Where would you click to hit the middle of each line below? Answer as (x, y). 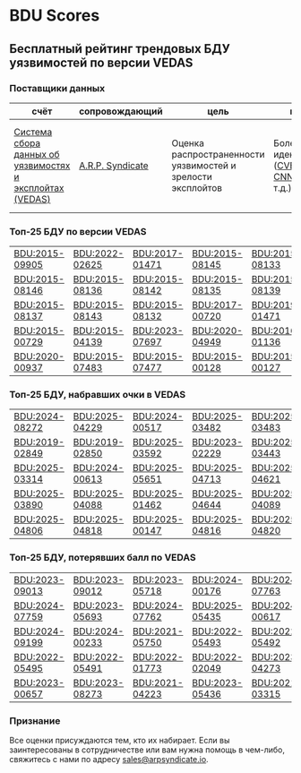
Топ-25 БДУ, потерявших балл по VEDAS (103, 558)
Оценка (188, 142)
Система (33, 132)
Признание (35, 720)
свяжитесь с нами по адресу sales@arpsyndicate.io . (109, 760)
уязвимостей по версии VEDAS (101, 62)
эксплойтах (39, 187)
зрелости (192, 176)
